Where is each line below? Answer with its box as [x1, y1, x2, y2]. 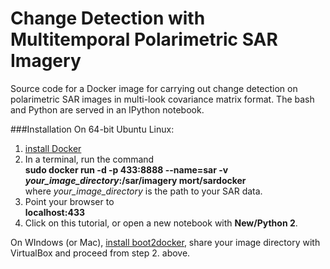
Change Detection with [10, 7, 206, 30]
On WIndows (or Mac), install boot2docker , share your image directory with [10, 236, 321, 248]
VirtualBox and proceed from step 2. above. [10, 247, 191, 259]
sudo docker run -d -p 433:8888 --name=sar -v [24, 163, 229, 176]
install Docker [24, 142, 82, 154]
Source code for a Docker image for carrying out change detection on [10, 82, 298, 94]
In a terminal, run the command [24, 153, 155, 165]
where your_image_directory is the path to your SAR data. [24, 185, 263, 197]
